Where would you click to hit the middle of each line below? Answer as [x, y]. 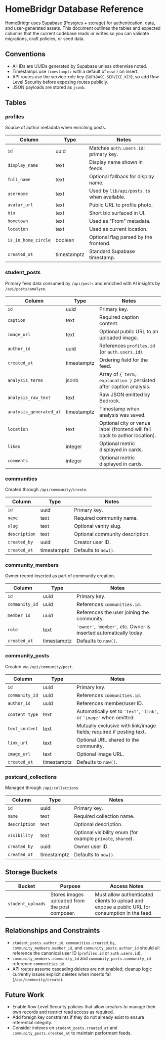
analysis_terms [25, 380]
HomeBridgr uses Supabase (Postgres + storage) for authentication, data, [80, 23]
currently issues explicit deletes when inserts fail [62, 974]
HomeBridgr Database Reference [74, 9]
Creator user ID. [92, 542]
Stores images [67, 894]
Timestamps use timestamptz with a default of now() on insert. [75, 71]
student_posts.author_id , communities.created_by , [64, 942]
